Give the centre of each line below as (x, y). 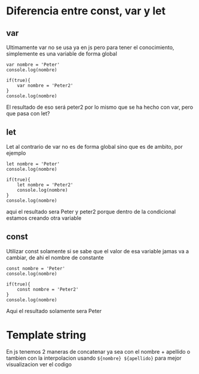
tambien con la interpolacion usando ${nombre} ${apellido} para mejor (94, 358)
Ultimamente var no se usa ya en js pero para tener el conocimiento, (90, 47)
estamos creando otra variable (44, 218)
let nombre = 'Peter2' (45, 185)
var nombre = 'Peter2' (45, 85)
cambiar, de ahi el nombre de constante (55, 257)
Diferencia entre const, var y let (86, 11)
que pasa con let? (28, 114)
